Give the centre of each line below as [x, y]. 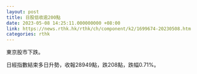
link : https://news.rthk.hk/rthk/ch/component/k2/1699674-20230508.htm [98, 29]
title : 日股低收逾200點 [33, 17]
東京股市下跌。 [25, 52]
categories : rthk [28, 34]
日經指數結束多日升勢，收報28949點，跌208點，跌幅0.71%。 [83, 65]
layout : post [23, 12]
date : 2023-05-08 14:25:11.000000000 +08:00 [63, 23]
